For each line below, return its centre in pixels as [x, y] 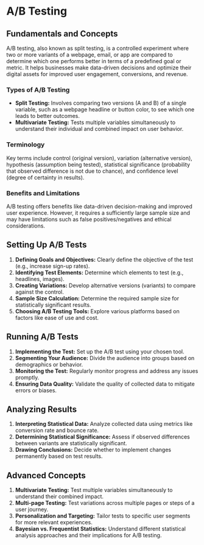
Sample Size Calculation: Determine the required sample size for [97, 298]
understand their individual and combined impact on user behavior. [99, 129]
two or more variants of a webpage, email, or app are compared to [90, 55]
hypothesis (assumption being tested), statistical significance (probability [98, 164]
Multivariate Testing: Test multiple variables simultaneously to [94, 490]
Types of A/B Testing [38, 89]
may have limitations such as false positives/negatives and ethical [89, 219]
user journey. [32, 510]
